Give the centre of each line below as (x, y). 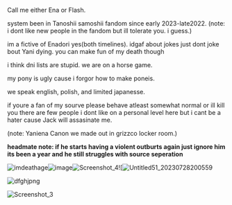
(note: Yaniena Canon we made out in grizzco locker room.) (92, 133)
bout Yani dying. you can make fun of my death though (86, 52)
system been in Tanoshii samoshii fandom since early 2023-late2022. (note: (116, 23)
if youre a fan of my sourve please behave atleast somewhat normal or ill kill (116, 105)
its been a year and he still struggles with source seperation (95, 154)
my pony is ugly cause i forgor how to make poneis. (81, 78)
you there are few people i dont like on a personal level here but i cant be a (114, 113)
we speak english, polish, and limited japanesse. (76, 92)
